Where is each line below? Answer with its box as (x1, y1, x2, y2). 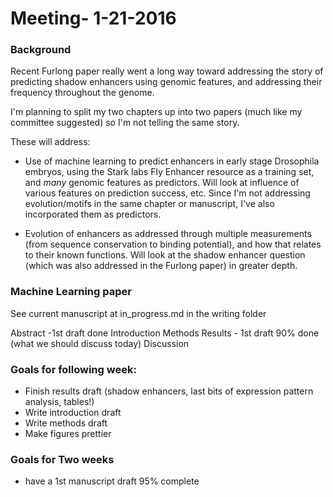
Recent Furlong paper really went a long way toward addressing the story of (10, 65, 324, 77)
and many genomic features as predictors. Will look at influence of (24, 177, 300, 189)
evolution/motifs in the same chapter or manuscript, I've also (24, 198, 275, 210)
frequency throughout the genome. (10, 87, 155, 99)
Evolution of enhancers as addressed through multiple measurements (24, 228, 312, 240)
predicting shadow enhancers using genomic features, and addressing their (10, 76, 323, 88)
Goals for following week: (10, 362, 137, 376)
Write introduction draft (24, 407, 122, 419)
